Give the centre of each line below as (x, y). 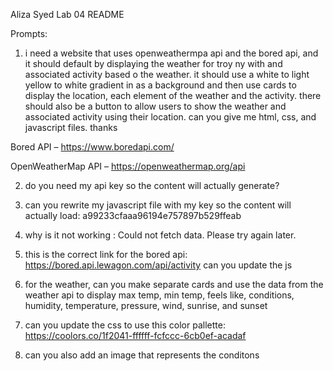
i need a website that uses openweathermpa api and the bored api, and (171, 53)
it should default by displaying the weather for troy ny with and (153, 63)
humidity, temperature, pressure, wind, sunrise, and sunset (146, 305)
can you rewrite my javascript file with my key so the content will (158, 205)
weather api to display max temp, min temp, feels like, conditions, (159, 295)
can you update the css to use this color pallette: (125, 325)
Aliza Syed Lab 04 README (67, 14)
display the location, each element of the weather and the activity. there (173, 95)
